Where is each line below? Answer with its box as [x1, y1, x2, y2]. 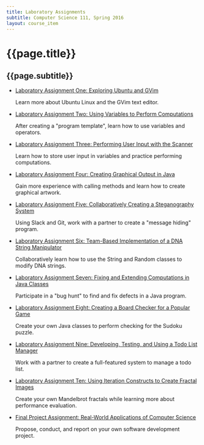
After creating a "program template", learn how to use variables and [15, 123, 185, 130]
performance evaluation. [15, 402, 77, 409]
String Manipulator [15, 244, 62, 251]
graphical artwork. [15, 189, 62, 196]
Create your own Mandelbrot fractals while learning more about [15, 396, 175, 403]
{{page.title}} [6, 46, 76, 60]
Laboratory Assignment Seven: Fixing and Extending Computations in [15, 274, 190, 281]
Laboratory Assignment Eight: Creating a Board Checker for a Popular [15, 304, 191, 311]
